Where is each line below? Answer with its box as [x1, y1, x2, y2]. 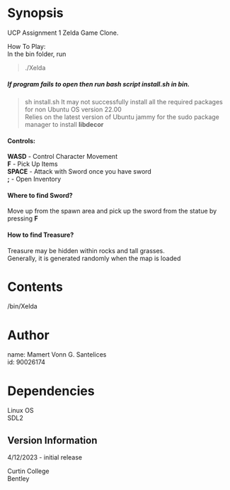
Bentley [7, 474, 30, 483]
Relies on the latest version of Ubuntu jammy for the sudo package [24, 112, 219, 121]
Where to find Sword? [7, 191, 73, 199]
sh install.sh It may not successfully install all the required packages [24, 97, 223, 106]
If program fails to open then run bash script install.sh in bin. [7, 79, 190, 88]
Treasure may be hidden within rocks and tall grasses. [7, 246, 165, 255]
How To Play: [7, 42, 46, 50]
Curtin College [7, 467, 50, 476]
